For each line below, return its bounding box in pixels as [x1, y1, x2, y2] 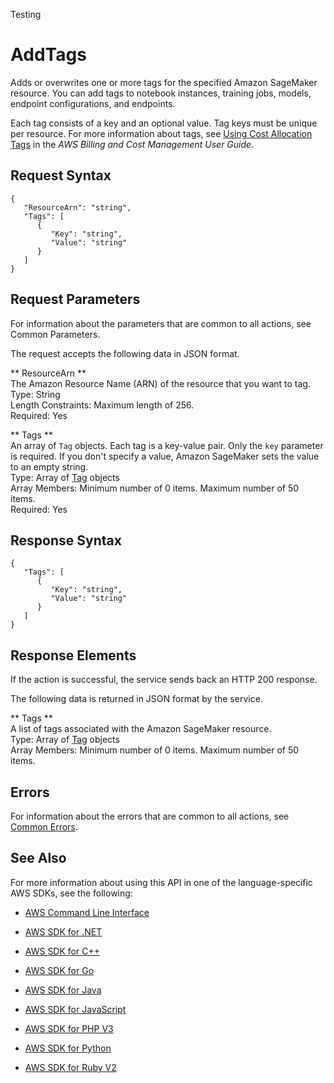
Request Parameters [10, 291, 141, 308]
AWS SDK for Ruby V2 [24, 1061, 117, 1073]
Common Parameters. [10, 328, 101, 340]
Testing [10, 9, 42, 20]
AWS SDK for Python [24, 1042, 112, 1054]
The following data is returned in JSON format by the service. [10, 693, 263, 705]
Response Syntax [10, 532, 122, 549]
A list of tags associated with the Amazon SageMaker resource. [10, 723, 272, 735]
